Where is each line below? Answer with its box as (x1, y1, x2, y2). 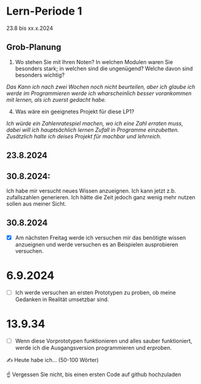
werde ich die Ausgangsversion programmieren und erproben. (15, 344, 172, 351)
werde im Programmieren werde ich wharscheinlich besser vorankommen (6, 90, 192, 97)
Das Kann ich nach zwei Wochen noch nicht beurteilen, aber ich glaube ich (6, 83, 196, 90)
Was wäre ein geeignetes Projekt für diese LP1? (15, 108, 135, 115)
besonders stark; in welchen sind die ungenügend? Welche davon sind (15, 65, 193, 72)
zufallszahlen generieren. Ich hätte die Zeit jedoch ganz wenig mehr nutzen (6, 193, 196, 201)
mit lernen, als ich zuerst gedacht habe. (6, 96, 107, 103)
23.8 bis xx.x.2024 (6, 24, 54, 32)
